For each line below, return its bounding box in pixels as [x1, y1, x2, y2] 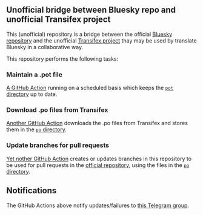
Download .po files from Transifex [6, 106, 108, 114]
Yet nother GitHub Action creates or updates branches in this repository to [6, 155, 192, 162]
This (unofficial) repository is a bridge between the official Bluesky [6, 30, 173, 38]
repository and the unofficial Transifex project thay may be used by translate [6, 36, 197, 44]
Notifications [6, 185, 57, 196]
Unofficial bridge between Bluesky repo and [6, 5, 176, 15]
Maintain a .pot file [6, 70, 62, 78]
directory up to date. [6, 90, 58, 98]
